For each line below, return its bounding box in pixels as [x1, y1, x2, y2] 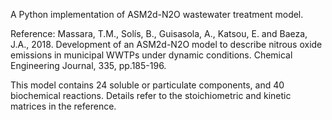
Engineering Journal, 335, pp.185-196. [10, 60, 167, 71]
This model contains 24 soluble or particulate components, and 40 [10, 79, 285, 91]
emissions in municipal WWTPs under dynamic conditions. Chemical [10, 49, 293, 61]
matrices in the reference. [10, 100, 117, 112]
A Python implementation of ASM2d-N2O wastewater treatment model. [10, 9, 304, 20]
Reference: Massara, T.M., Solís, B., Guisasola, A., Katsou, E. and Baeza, [10, 28, 308, 39]
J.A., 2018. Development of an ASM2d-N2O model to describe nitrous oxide [10, 39, 323, 50]
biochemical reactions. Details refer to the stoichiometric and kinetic [10, 90, 292, 101]
